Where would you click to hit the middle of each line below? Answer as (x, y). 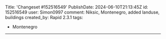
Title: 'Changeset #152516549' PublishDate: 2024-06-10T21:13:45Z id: (77, 7)
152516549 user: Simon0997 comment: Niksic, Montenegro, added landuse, (82, 12)
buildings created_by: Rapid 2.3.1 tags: (44, 17)
